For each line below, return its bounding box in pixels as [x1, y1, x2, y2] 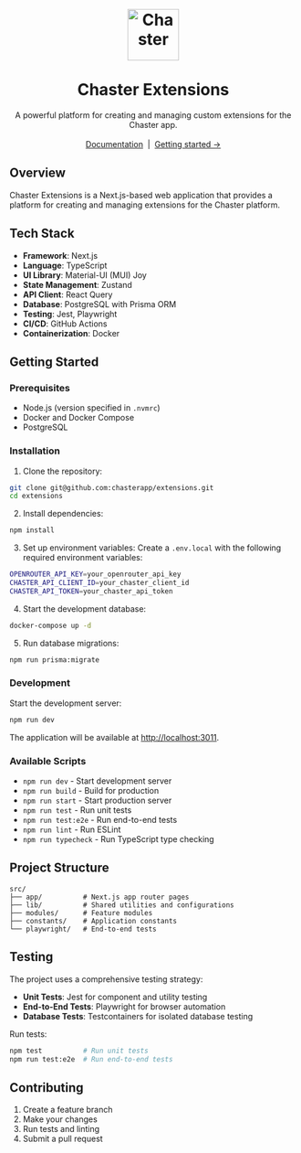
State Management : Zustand [22, 279, 132, 290]
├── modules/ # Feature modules [9, 908, 153, 917]
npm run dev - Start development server [22, 775, 172, 786]
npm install [9, 526, 55, 535]
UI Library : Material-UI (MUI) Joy [22, 269, 148, 281]
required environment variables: [22, 552, 143, 563]
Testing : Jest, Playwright [22, 308, 118, 319]
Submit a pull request [22, 1133, 103, 1145]
